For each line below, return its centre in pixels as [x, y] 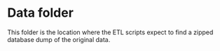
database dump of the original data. [59, 39]
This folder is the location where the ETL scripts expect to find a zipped [110, 32]
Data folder [40, 13]
